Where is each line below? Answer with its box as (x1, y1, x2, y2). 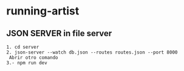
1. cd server (6, 44, 39, 50)
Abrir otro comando (9, 55, 59, 61)
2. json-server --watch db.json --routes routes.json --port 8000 (6, 49, 178, 55)
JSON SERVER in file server (6, 28, 112, 39)
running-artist (6, 4, 80, 18)
